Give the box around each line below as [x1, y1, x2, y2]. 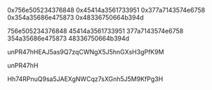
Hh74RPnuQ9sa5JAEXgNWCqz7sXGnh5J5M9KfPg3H [7, 75, 164, 83]
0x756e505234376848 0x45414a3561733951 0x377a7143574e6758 [7, 6, 206, 14]
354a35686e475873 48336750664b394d [7, 34, 130, 43]
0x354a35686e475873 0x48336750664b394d [7, 13, 144, 22]
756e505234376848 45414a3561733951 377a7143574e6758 [7, 27, 184, 35]
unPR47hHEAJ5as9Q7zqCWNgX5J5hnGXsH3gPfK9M [7, 48, 164, 56]
